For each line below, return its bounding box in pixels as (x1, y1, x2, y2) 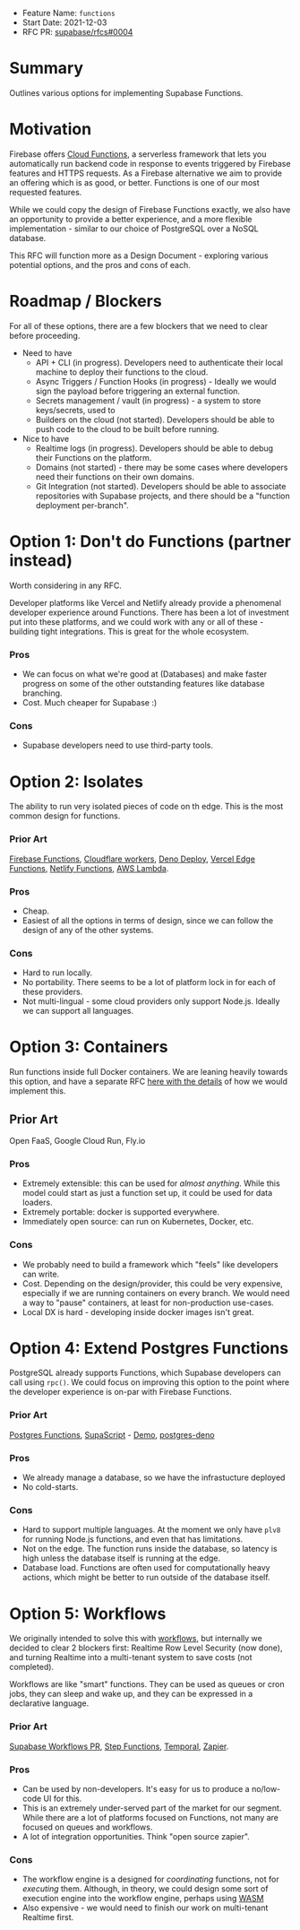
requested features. (9, 186, 82, 197)
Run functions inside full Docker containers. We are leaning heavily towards (9, 1067, 288, 1078)
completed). (9, 1662, 55, 1673)
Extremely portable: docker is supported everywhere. (21, 1207, 220, 1217)
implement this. (9, 1086, 66, 1096)
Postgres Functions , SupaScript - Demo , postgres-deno (9, 1429, 215, 1440)
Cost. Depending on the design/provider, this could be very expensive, (21, 1277, 284, 1289)
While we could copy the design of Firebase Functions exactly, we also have (9, 203, 291, 214)
